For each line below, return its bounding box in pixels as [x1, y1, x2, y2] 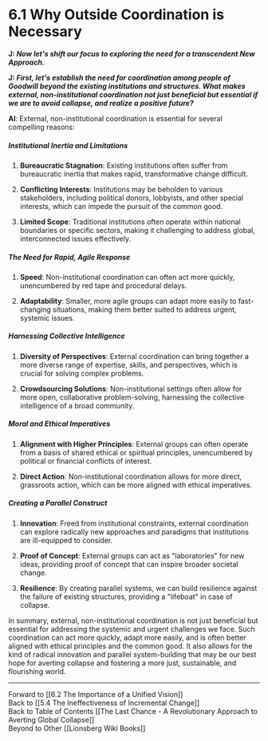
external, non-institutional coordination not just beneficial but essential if [8, 89, 258, 99]
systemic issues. [19, 313, 75, 322]
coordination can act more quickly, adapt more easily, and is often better [8, 633, 246, 642]
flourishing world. [8, 666, 66, 676]
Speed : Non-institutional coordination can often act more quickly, [19, 272, 235, 282]
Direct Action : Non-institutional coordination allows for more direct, [19, 471, 242, 481]
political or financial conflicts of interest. [19, 456, 152, 466]
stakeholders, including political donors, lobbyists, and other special [19, 193, 244, 203]
